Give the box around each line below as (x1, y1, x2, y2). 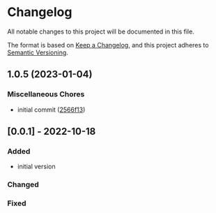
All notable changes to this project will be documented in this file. (7, 27, 195, 36)
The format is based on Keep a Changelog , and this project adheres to (7, 41, 209, 49)
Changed (7, 179, 40, 189)
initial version (17, 162, 56, 171)
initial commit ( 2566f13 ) (17, 105, 86, 114)
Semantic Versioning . (7, 48, 68, 57)
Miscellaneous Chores (7, 89, 85, 99)
